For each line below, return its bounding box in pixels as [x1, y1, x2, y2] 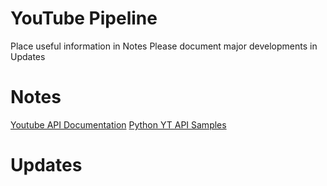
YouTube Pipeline [10, 7, 158, 30]
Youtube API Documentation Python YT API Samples [10, 118, 227, 131]
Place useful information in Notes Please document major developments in [10, 40, 318, 52]
